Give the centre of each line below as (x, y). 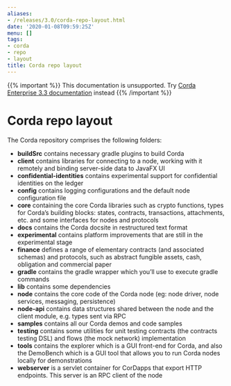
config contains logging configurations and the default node (104, 190)
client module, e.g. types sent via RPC (71, 316)
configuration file (42, 198)
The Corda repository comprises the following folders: (85, 140)
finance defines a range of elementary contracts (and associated (111, 249)
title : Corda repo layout (44, 65)
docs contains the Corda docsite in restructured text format (102, 227)
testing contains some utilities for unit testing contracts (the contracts (117, 330)
